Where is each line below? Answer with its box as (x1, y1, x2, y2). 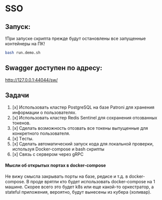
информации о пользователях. (12, 109, 77, 115)
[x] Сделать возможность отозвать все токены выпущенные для (12, 125, 148, 131)
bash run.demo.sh (5, 50, 41, 55)
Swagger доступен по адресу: (5, 64, 103, 72)
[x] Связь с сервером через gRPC (12, 151, 84, 157)
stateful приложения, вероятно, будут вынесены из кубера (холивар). (5, 189, 151, 195)
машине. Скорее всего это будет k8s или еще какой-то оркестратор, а (5, 184, 154, 190)
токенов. (12, 120, 31, 126)
